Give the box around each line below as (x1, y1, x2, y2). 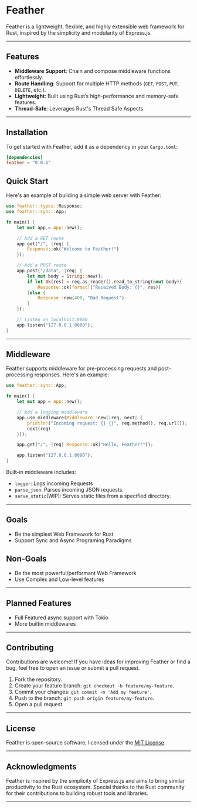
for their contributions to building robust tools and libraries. (6, 789, 148, 797)
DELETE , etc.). (14, 86, 46, 93)
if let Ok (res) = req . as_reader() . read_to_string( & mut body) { (27, 279, 182, 285)
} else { (27, 289, 46, 296)
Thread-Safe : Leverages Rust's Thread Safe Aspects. (14, 105, 145, 112)
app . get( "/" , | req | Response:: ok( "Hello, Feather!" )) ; (16, 442, 154, 448)
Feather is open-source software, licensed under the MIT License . (6, 739, 166, 746)
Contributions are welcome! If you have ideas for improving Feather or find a (6, 658, 191, 665)
